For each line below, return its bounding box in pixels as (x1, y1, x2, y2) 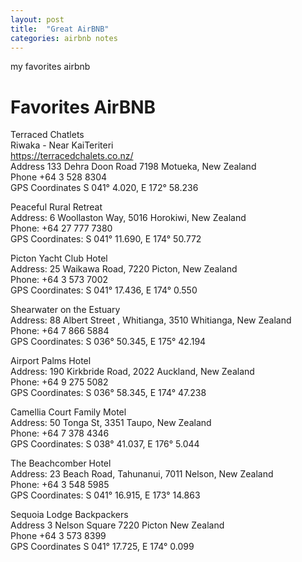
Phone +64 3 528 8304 (10, 171, 108, 183)
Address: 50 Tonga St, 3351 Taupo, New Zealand (10, 417, 212, 429)
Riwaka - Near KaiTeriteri (10, 139, 114, 151)
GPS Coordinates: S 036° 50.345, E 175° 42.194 (10, 336, 207, 348)
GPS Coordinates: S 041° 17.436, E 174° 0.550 (10, 284, 198, 296)
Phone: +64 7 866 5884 (10, 325, 110, 337)
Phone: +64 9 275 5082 (10, 376, 109, 388)
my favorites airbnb (10, 61, 91, 73)
